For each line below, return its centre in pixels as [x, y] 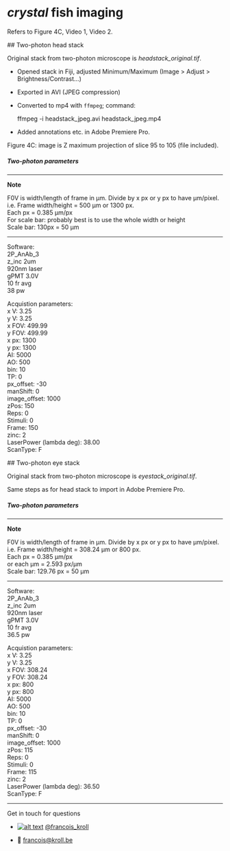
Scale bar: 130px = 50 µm [43, 227]
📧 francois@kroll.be [45, 840]
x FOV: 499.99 [27, 325]
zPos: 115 [20, 750]
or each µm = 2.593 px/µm [44, 564]
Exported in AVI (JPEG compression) [69, 92]
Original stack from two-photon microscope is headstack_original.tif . [104, 58]
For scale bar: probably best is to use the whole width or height [97, 219]
